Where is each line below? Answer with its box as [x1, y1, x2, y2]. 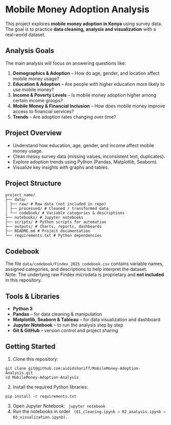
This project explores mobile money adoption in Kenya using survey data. [5, 21, 162, 27]
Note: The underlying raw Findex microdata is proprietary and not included [5, 271, 164, 278]
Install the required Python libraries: [12, 384, 88, 390]
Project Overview [5, 128, 62, 137]
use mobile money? [12, 86, 54, 93]
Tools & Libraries [5, 292, 60, 301]
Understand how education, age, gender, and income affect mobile [12, 142, 155, 149]
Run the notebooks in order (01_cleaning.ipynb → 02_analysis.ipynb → [12, 408, 166, 414]
